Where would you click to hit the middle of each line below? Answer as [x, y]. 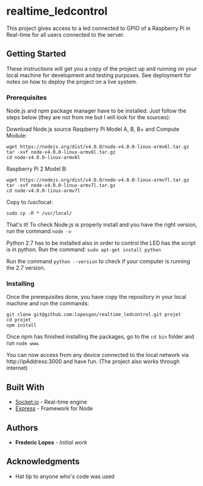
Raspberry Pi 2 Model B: [37, 169]
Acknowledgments [43, 462]
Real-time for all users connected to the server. [66, 34]
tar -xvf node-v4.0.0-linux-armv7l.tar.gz [61, 186]
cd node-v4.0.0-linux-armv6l [43, 158]
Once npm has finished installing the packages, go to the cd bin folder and [100, 337]
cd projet [19, 320]
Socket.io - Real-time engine [51, 402]
